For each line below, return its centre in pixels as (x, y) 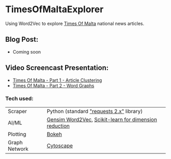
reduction (58, 126)
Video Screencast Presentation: (57, 68)
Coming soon (27, 51)
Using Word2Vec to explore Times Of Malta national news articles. (75, 23)
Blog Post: (22, 39)
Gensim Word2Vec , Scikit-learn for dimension (102, 119)
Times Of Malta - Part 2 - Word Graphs (53, 86)
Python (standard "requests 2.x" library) (95, 111)
